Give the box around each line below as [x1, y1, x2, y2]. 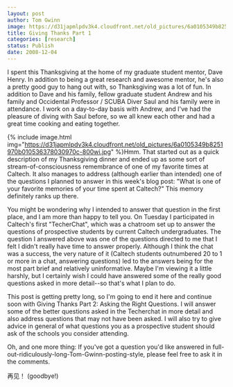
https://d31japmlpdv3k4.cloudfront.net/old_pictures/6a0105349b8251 [24, 140, 223, 148]
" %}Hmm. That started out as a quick [110, 147, 220, 156]
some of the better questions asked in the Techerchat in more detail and [7, 307, 214, 316]
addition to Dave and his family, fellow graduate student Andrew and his [7, 89, 213, 98]
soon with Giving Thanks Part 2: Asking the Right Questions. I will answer [7, 300, 216, 308]
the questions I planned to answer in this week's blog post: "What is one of [7, 177, 221, 185]
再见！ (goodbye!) [7, 372, 59, 380]
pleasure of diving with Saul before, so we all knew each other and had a [7, 112, 215, 120]
